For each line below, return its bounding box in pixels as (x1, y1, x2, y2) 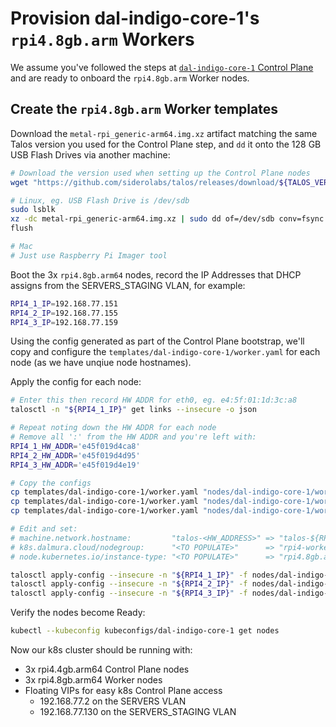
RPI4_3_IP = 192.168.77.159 (10, 317, 118, 327)
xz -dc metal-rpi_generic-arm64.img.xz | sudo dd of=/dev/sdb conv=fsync (10, 214, 325, 224)
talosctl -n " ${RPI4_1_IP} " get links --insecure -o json (10, 405, 257, 415)
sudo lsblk (10, 205, 56, 215)
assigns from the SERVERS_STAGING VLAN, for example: (10, 279, 246, 291)
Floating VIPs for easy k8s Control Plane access (24, 685, 223, 696)
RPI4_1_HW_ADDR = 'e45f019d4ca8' (10, 441, 141, 451)
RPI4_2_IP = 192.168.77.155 (10, 308, 118, 318)
